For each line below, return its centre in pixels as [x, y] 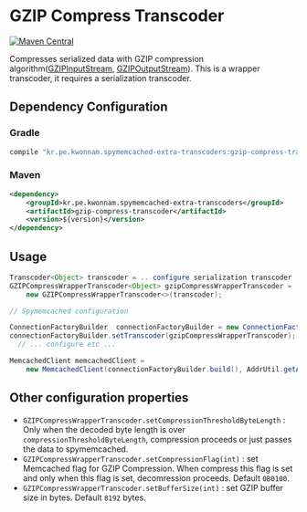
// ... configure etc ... [67, 345]
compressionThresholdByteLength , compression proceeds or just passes [157, 439]
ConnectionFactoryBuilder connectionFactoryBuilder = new [124, 328]
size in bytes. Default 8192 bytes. [84, 497]
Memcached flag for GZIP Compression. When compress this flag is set [158, 468]
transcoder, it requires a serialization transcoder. [101, 78]
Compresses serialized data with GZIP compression [106, 58]
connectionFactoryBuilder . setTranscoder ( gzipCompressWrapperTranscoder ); [153, 336]
